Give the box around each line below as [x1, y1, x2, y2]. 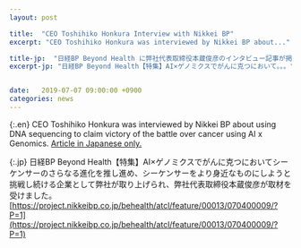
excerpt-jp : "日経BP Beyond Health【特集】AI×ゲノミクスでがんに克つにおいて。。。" [9, 62, 295, 72]
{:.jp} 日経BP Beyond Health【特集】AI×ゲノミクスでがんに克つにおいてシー [9, 156, 289, 167]
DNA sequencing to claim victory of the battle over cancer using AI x [9, 128, 262, 139]
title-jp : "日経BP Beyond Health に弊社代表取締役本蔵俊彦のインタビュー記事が [9, 54, 287, 63]
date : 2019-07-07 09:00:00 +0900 [9, 86, 142, 95]
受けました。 [9, 190, 56, 201]
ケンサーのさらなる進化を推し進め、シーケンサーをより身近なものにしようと [9, 167, 291, 178]
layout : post [9, 13, 58, 22]
